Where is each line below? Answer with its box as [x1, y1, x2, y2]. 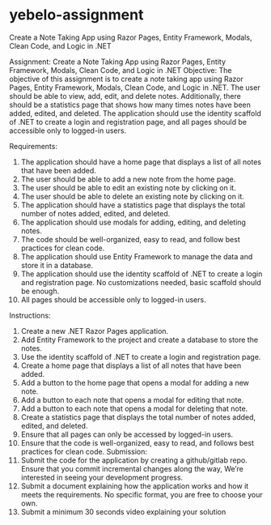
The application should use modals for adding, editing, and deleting [20, 217, 246, 227]
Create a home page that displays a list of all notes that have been [20, 361, 242, 370]
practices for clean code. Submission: [20, 446, 148, 456]
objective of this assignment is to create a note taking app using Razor [9, 74, 243, 83]
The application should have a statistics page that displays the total [20, 200, 246, 210]
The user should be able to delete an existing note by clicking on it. [20, 191, 245, 201]
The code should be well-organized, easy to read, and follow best [20, 234, 241, 244]
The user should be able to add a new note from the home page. [20, 174, 236, 184]
